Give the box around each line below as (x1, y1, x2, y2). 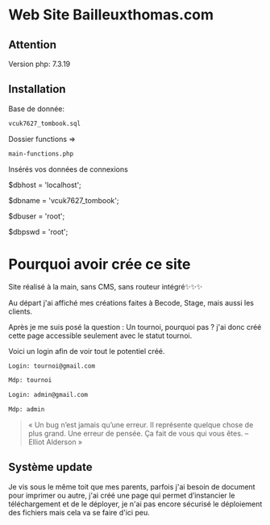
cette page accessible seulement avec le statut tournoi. (8, 331, 193, 340)
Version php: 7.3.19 (8, 59, 71, 69)
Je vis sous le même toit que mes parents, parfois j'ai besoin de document (8, 481, 255, 491)
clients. (8, 306, 33, 316)
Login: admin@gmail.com (8, 391, 89, 399)
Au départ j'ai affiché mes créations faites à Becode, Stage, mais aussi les (8, 298, 254, 307)
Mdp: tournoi (8, 377, 52, 385)
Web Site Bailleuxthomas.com (8, 6, 214, 24)
